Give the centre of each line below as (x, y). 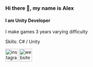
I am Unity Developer (28, 20)
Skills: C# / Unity (23, 42)
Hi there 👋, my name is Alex (40, 8)
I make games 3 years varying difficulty (46, 32)
